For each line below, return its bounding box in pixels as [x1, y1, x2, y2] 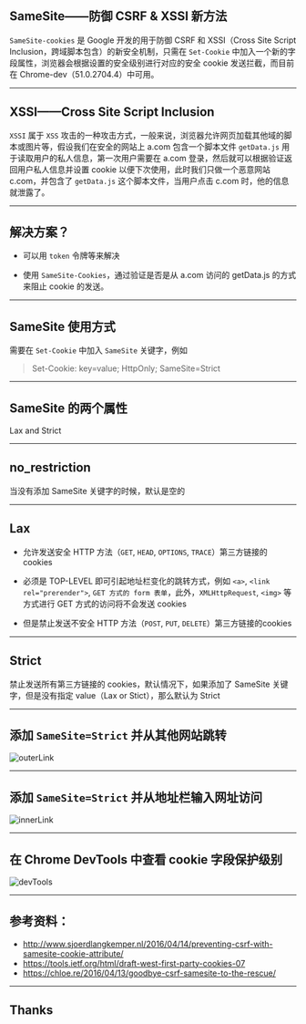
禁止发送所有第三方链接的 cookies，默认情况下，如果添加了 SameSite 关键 [9, 678, 289, 689]
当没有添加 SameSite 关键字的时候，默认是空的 [9, 485, 186, 496]
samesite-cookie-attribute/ [22, 947, 125, 959]
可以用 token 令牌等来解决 [22, 250, 120, 262]
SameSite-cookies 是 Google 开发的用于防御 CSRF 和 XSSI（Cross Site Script [9, 35, 297, 46]
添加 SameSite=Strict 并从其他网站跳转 [9, 728, 228, 743]
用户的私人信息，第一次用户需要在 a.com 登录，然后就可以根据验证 [33, 152, 285, 163]
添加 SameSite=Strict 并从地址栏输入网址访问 [9, 790, 263, 805]
